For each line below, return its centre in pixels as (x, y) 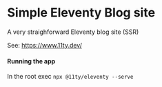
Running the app (31, 61)
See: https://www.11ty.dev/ (45, 45)
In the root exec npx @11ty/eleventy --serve (70, 77)
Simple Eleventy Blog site (81, 13)
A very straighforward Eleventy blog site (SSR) (73, 32)
